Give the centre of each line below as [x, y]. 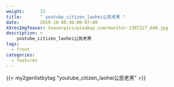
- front [21, 50]
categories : [20, 55]
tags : [13, 44]
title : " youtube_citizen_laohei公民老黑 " [66, 17]
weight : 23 [26, 11]
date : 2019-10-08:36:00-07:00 [52, 22]
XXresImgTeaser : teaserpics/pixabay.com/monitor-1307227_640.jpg [87, 28]
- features [25, 60]
